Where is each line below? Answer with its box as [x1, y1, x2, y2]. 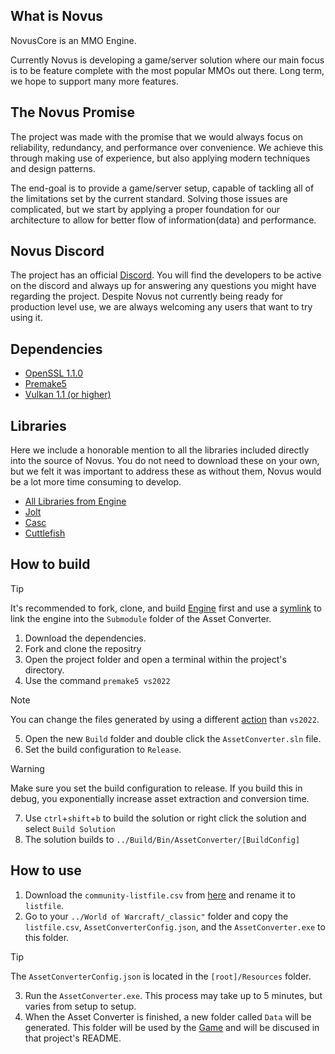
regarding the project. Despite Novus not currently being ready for [10, 290, 284, 303]
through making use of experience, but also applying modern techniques [10, 152, 311, 164]
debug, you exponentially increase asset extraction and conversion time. [10, 792, 310, 804]
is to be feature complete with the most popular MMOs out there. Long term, [10, 64, 325, 76]
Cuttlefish [24, 527, 66, 539]
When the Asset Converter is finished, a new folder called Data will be [24, 1010, 312, 1023]
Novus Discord [10, 243, 105, 260]
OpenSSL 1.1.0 [24, 367, 84, 379]
